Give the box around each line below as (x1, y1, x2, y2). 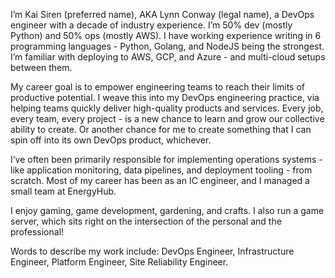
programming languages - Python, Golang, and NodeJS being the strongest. (10, 40, 325, 52)
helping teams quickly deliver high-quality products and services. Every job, (10, 102, 324, 114)
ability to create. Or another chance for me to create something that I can (10, 124, 312, 135)
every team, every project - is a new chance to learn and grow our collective (10, 113, 325, 124)
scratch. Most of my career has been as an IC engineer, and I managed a (10, 175, 310, 186)
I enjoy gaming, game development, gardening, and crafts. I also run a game (10, 205, 325, 216)
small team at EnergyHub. (10, 185, 117, 197)
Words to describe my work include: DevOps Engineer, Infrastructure (10, 245, 295, 257)
